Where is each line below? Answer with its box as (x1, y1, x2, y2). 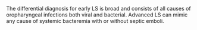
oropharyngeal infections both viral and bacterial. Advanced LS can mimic (6, 11, 188, 18)
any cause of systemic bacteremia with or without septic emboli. (6, 18, 165, 24)
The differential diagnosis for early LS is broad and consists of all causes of (6, 5, 192, 12)
